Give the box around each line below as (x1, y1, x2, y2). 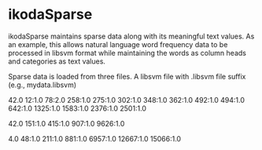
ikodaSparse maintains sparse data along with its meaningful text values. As (8, 31, 255, 41)
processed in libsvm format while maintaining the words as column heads (8, 48, 246, 57)
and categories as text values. (8, 57, 106, 66)
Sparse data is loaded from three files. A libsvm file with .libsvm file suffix (8, 71, 246, 81)
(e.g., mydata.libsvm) (8, 80, 77, 90)
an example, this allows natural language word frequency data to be (8, 39, 228, 49)
